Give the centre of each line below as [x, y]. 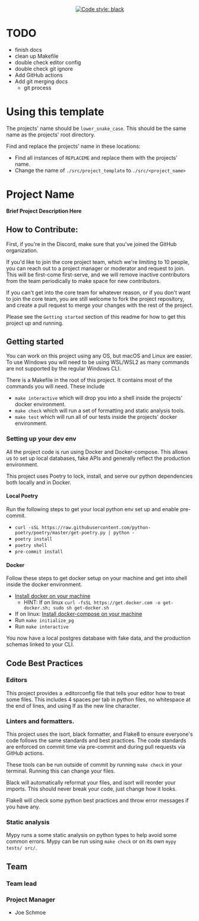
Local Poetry [22, 496]
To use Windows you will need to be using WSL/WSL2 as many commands [98, 362]
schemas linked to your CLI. [40, 645]
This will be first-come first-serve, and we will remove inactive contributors [98, 275]
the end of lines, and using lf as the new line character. [73, 705]
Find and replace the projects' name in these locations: [73, 146]
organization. [22, 250]
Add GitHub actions [39, 75]
